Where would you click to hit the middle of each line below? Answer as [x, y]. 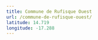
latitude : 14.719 [28, 22]
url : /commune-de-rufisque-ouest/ [49, 17]
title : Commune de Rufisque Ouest [49, 11]
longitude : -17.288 [30, 28]
